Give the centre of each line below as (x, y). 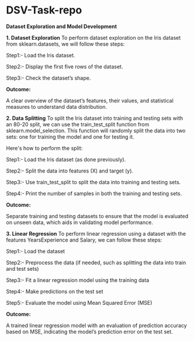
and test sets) (22, 268)
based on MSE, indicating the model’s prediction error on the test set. (90, 332)
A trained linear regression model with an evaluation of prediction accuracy (96, 325)
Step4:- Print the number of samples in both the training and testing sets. (94, 193)
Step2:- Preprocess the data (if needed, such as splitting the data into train (96, 262)
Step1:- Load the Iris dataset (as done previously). (66, 159)
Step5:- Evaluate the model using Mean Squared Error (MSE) (79, 302)
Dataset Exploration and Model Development (61, 26)
